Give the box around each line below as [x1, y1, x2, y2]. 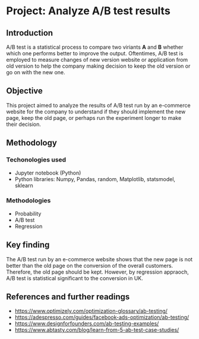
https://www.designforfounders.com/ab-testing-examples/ [14, 320, 159, 327]
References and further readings [6, 292, 130, 302]
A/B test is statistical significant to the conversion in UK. [6, 274, 144, 281]
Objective [6, 86, 43, 96]
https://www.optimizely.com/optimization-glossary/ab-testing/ [14, 308, 168, 315]
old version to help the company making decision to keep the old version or [6, 62, 191, 69]
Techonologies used [6, 156, 67, 164]
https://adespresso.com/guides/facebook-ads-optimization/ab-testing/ [14, 313, 189, 321]
